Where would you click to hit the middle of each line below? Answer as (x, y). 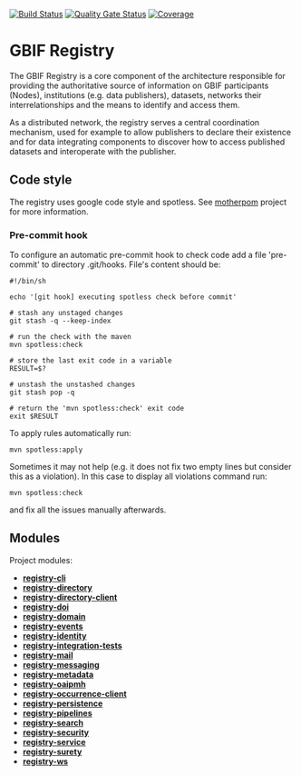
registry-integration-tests (72, 645)
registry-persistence (63, 703)
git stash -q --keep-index (60, 321)
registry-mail (48, 655)
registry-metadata (58, 674)
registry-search (53, 722)
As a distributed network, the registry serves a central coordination (135, 122)
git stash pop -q (42, 393)
